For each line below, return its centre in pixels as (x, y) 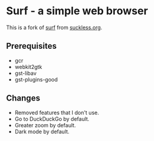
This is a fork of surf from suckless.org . (54, 27)
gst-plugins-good (36, 79)
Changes (23, 98)
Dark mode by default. (42, 131)
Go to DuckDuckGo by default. (52, 119)
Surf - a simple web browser (77, 11)
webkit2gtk (28, 67)
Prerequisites (31, 46)
